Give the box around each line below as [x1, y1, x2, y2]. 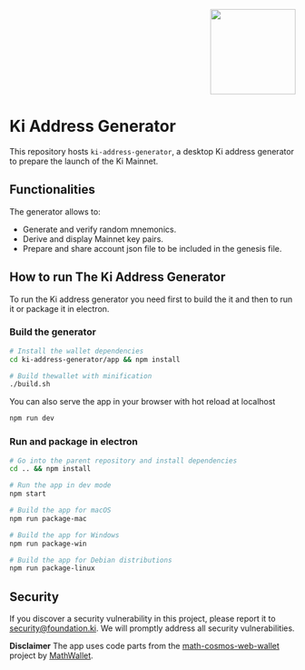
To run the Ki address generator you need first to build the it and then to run [9, 294, 293, 305]
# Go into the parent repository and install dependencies [9, 455, 238, 465]
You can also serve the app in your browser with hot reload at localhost [9, 396, 276, 407]
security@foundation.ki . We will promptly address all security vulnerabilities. [9, 623, 295, 634]
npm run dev [9, 414, 54, 423]
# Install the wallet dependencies [9, 346, 144, 355]
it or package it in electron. [9, 303, 110, 314]
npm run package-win [9, 539, 88, 548]
